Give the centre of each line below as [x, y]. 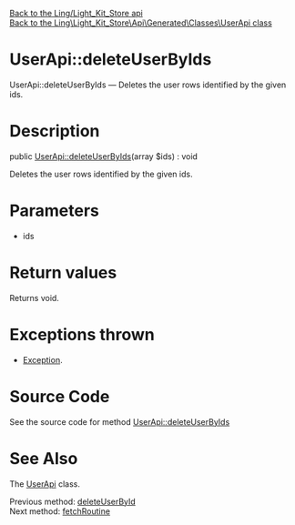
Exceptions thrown [82, 334]
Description [55, 131]
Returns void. [34, 298]
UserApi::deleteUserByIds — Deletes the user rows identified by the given [148, 85]
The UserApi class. [45, 484]
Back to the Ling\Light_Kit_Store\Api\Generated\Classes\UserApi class [141, 23]
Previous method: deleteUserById [73, 501]
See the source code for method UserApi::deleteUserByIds [120, 421]
